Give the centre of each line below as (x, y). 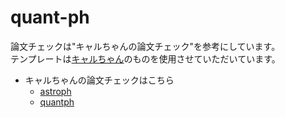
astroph (55, 91)
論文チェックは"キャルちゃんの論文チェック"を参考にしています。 (145, 46)
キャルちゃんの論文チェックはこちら (99, 80)
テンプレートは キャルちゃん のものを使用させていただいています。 (145, 58)
